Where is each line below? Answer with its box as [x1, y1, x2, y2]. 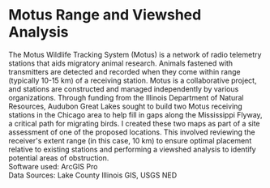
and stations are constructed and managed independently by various [8, 83, 239, 94]
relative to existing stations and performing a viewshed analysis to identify [8, 144, 257, 154]
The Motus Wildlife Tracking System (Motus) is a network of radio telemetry [8, 49, 262, 59]
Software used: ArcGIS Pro [8, 161, 98, 171]
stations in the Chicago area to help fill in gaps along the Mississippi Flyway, [8, 109, 263, 119]
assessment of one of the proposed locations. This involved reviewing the [8, 127, 255, 137]
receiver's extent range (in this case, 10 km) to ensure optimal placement [8, 135, 252, 145]
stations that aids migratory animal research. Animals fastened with [8, 58, 234, 68]
